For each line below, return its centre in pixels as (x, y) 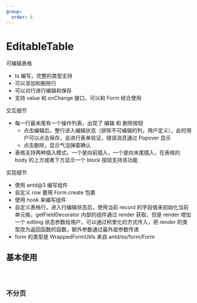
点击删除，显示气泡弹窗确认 (57, 145)
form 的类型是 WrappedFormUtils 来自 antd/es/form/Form (85, 237)
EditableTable (40, 46)
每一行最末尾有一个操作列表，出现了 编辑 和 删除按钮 (79, 123)
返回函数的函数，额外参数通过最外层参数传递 (85, 229)
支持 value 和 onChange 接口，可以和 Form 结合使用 (78, 98)
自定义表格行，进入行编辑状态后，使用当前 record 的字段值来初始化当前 (101, 207)
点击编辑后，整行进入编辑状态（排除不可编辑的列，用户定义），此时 (105, 131)
